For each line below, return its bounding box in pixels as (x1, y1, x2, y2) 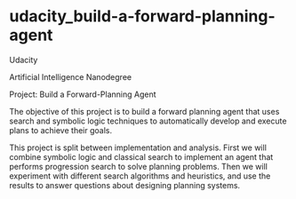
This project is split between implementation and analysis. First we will (9, 142, 267, 153)
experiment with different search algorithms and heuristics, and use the (9, 171, 271, 181)
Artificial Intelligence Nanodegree (9, 71, 132, 82)
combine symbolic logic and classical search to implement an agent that (9, 151, 274, 162)
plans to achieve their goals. (9, 124, 113, 135)
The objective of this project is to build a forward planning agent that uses (9, 106, 280, 116)
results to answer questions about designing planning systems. (9, 179, 241, 190)
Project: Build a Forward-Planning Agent (9, 89, 157, 99)
